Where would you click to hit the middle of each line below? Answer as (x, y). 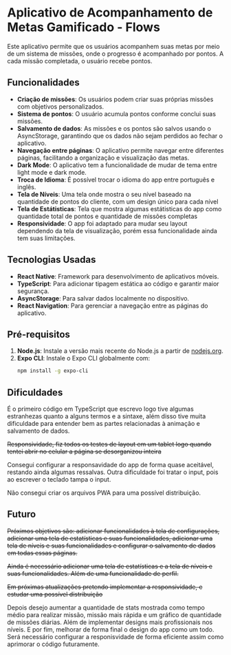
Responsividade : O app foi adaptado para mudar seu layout (102, 223)
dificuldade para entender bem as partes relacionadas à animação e (104, 424)
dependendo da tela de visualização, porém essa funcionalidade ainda (117, 230)
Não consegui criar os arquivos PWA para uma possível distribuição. (104, 493)
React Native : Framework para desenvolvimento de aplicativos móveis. (118, 276)
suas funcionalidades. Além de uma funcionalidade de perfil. (93, 573)
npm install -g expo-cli (53, 371)
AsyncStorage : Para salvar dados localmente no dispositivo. (103, 298)
